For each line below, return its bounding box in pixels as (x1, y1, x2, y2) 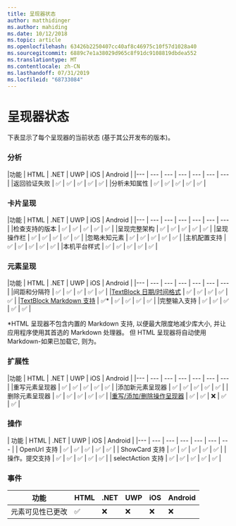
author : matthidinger (7, 17, 71, 24)
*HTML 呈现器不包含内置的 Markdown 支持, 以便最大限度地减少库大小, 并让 (7, 319, 227, 328)
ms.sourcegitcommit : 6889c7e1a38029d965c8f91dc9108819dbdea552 (7, 50, 197, 57)
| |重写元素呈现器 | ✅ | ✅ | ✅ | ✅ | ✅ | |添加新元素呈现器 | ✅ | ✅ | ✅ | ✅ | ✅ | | (7, 383, 229, 391)
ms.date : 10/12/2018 (7, 30, 68, 37)
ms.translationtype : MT (7, 56, 77, 64)
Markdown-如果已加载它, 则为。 (7, 337, 101, 346)
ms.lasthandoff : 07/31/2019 (7, 69, 90, 76)
